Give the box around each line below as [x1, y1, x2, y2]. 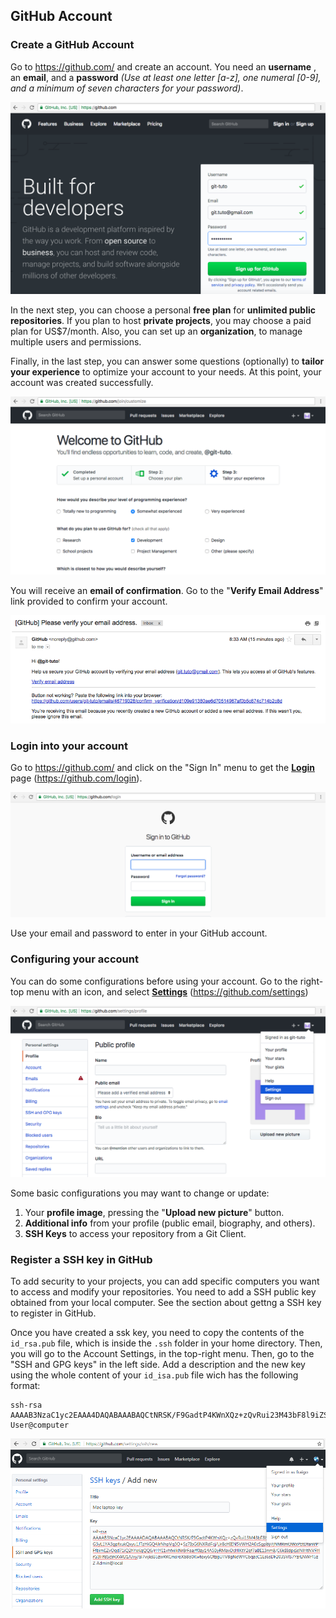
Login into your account [10, 739, 128, 753]
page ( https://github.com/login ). [10, 772, 143, 784]
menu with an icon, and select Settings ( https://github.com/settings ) [26, 985, 309, 998]
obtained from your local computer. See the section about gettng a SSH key [10, 1297, 322, 1309]
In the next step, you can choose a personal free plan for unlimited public [10, 304, 316, 316]
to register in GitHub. [10, 1307, 97, 1319]
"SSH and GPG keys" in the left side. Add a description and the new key [10, 1359, 306, 1371]
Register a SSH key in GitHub [10, 1252, 153, 1266]
